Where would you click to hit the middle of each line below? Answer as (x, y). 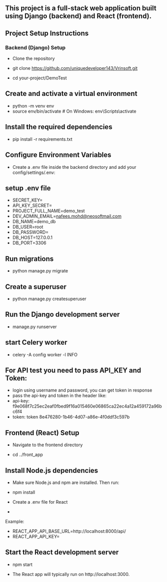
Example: (15, 522)
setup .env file (28, 188)
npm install (24, 493)
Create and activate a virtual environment (71, 94)
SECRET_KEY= (27, 200)
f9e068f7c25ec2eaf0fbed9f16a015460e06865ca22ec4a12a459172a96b (87, 406)
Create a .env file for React (40, 502)
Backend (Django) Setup (35, 47)
